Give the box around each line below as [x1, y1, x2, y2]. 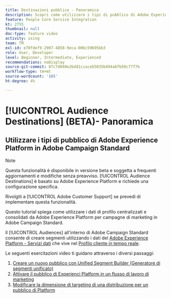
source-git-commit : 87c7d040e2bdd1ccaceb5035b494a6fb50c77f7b [5, 64, 140, 69]
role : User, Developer [5, 50, 53, 55]
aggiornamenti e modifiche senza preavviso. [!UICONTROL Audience [5, 173, 150, 179]
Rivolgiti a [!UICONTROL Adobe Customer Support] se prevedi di [5, 193, 141, 199]
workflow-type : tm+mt [5, 69, 51, 74]
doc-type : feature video [5, 31, 58, 36]
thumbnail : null [5, 26, 40, 32]
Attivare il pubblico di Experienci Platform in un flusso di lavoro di [12, 270, 149, 277]
